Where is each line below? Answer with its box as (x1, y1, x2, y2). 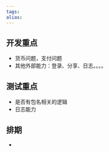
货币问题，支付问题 (14, 55, 63, 62)
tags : (6, 8, 20, 15)
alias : (6, 14, 23, 20)
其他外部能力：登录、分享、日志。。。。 (14, 62, 107, 69)
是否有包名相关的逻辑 (14, 98, 67, 106)
